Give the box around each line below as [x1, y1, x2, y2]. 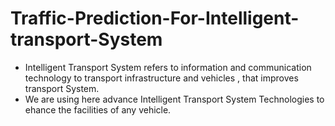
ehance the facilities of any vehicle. [24, 103, 172, 116]
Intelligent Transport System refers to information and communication [24, 61, 312, 73]
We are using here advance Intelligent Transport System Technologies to [24, 93, 325, 105]
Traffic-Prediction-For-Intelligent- [10, 7, 300, 30]
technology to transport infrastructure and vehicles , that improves [24, 72, 299, 84]
